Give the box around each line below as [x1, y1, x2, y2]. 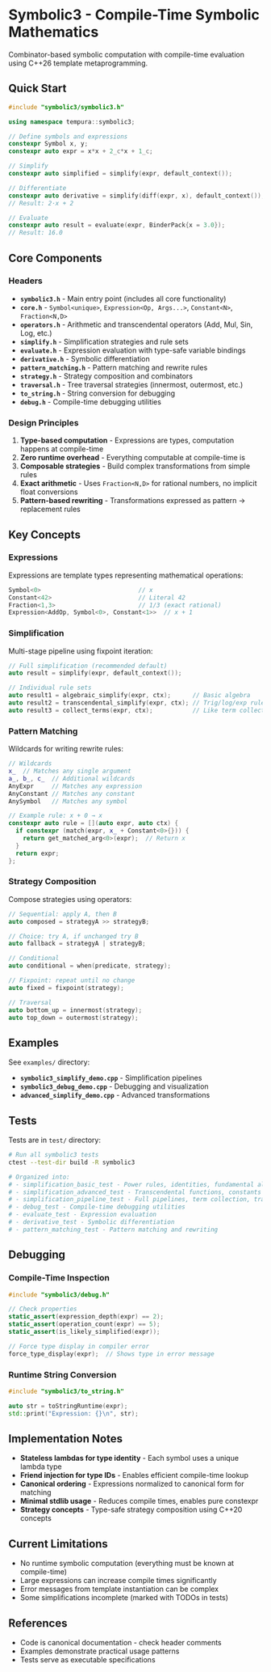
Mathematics [8, 23, 99, 41]
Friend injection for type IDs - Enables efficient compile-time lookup [19, 1471, 248, 1480]
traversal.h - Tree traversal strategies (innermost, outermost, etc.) [19, 379, 244, 389]
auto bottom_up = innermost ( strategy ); [8, 1005, 143, 1014]
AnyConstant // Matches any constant [8, 789, 135, 798]
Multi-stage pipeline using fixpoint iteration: [8, 646, 153, 656]
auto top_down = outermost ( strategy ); [8, 1014, 139, 1022]
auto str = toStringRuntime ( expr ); [8, 1402, 128, 1410]
